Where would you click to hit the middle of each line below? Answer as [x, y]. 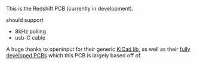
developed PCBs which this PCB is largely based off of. [74, 55]
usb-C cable [30, 38]
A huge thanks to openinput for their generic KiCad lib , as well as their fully [98, 49]
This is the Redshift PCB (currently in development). [70, 9]
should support [25, 20]
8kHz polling [30, 31]
